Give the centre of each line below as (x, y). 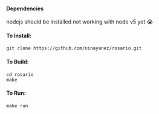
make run (17, 106)
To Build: (18, 62)
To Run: (16, 93)
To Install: (19, 36)
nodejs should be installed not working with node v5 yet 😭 (79, 22)
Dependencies (25, 8)
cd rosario (20, 74)
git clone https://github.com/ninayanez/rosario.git (74, 48)
